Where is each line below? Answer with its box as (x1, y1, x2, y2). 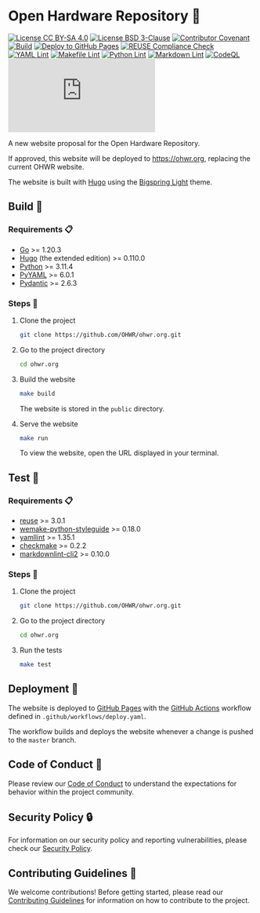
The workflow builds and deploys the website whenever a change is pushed (8, 726, 254, 736)
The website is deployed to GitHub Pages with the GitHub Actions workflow (8, 703, 252, 713)
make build (19, 389, 56, 397)
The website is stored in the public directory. (19, 404, 165, 413)
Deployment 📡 (8, 682, 78, 696)
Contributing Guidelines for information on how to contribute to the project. (8, 896, 251, 905)
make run (19, 434, 49, 442)
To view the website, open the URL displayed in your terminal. (19, 448, 219, 458)
